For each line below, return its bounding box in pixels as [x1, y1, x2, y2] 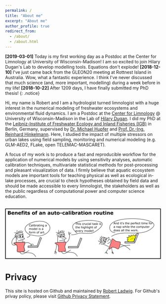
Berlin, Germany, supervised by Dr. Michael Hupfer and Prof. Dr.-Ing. [5, 126, 145, 132]
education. [5, 193, 27, 199]
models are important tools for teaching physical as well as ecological [5, 172, 147, 178]
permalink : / [5, 8, 32, 13]
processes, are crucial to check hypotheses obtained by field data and [14, 177, 158, 183]
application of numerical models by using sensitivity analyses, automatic [5, 156, 153, 163]
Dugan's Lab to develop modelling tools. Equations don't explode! [5, 64, 139, 70]
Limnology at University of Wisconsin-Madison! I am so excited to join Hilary [5, 58, 161, 64]
